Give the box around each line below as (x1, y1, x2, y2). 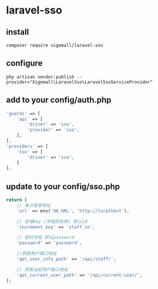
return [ (6, 197, 28, 203)
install (6, 27, 29, 37)
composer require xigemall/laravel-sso (6, 42, 104, 48)
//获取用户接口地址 (16, 251, 57, 257)
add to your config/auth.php (6, 95, 112, 105)
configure (6, 58, 43, 68)
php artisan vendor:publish (6, 74, 75, 80)
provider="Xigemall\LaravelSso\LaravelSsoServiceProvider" (6, 79, 153, 85)
